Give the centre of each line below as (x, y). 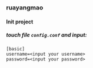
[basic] (16, 49)
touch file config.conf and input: (46, 35)
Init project (20, 22)
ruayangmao (25, 8)
